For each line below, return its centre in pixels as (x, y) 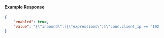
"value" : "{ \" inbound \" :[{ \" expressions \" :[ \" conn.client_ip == (81, 26)
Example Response (25, 7)
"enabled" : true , (31, 22)
